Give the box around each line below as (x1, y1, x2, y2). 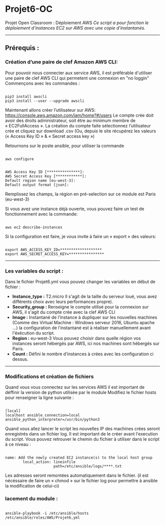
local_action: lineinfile (23, 460, 76, 464)
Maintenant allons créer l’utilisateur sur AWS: (5, 107, 96, 113)
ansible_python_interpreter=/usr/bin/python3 (5, 417, 100, 422)
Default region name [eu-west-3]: (5, 178, 76, 183)
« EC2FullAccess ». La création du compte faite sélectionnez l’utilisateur (5, 123, 151, 128)
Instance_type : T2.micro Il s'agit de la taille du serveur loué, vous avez (12, 293, 157, 299)
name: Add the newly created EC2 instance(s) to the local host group (5, 455, 153, 461)
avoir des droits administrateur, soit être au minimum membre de (5, 117, 136, 124)
